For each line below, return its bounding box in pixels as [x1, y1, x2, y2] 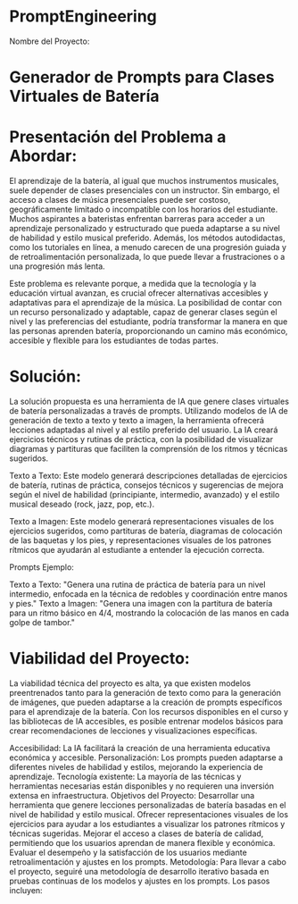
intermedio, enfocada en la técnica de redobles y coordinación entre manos [9, 589, 288, 599]
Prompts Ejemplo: [9, 562, 74, 573]
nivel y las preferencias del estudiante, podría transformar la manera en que [9, 316, 288, 327]
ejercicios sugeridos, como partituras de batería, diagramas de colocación [9, 525, 283, 536]
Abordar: [9, 146, 78, 166]
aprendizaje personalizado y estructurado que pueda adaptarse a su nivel [9, 223, 281, 234]
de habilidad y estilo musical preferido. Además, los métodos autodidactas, [9, 232, 286, 243]
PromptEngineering [9, 6, 158, 27]
